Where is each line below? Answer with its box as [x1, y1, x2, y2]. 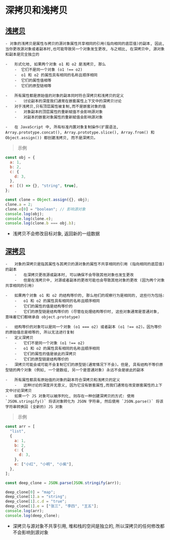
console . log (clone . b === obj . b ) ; [5, 221, 76, 226]
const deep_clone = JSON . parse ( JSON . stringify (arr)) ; [5, 480, 122, 485]
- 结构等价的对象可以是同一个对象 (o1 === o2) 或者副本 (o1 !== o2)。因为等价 [5, 324, 162, 330]
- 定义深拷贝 [5, 335, 34, 341]
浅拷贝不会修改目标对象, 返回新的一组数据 [12, 230, 100, 237]
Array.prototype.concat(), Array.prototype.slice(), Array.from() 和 [5, 130, 155, 135]
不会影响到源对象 [12, 529, 49, 535]
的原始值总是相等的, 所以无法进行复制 [5, 330, 75, 335]
